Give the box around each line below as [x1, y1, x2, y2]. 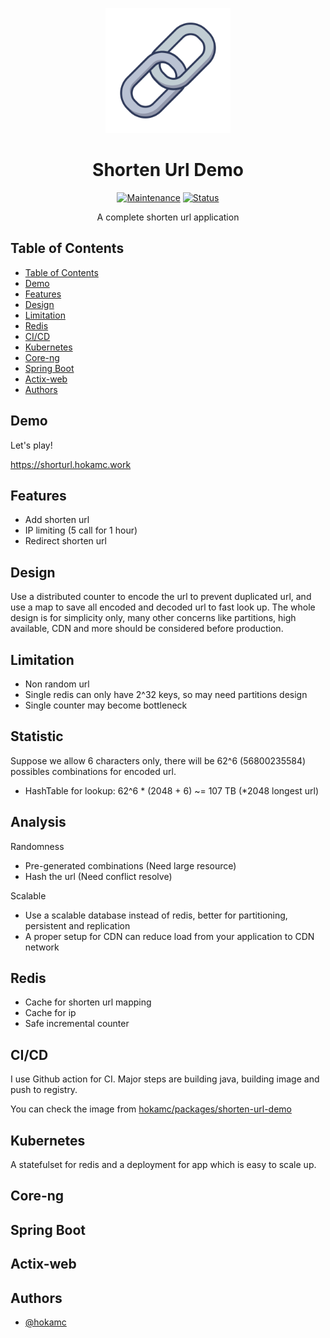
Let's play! [10, 439, 53, 451]
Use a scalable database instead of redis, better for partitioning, [24, 909, 288, 921]
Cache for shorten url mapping [24, 996, 152, 1008]
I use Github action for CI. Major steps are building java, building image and [10, 1073, 320, 1085]
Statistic [10, 728, 64, 745]
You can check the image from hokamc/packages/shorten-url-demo [10, 1103, 292, 1115]
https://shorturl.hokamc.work [10, 458, 132, 470]
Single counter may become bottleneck [24, 699, 188, 711]
